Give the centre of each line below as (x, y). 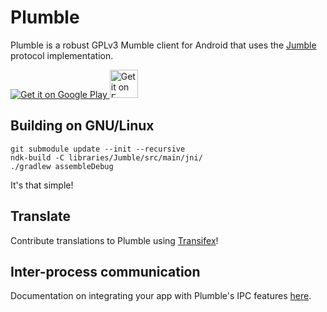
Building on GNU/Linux (82, 126)
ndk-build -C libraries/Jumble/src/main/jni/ (106, 157)
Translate (40, 216)
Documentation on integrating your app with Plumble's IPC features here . (161, 296)
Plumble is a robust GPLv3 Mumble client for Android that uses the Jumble (163, 45)
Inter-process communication (105, 271)
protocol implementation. (62, 55)
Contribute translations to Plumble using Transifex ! (114, 240)
